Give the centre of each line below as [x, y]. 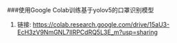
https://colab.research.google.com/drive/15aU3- [101, 25]
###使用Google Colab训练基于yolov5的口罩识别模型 [81, 10]
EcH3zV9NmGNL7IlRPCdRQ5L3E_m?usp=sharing [87, 32]
